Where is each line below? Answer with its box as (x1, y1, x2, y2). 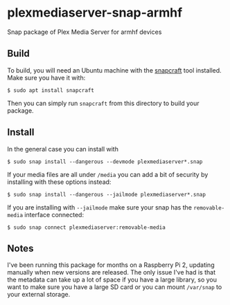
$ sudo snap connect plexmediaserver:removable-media (7, 223, 166, 231)
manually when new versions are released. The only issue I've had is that (7, 268, 216, 277)
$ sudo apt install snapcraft (7, 86, 95, 94)
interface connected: (24, 210, 85, 219)
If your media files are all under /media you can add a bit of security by (7, 170, 209, 178)
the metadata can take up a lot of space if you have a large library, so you (7, 275, 217, 284)
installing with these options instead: (7, 178, 112, 186)
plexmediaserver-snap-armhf (7, 5, 183, 21)
